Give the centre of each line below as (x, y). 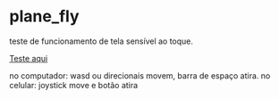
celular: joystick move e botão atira (74, 85)
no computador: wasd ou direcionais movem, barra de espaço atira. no (140, 75)
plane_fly (44, 16)
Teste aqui (29, 58)
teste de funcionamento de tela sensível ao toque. (101, 41)
